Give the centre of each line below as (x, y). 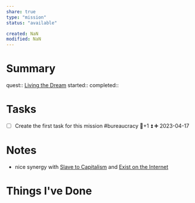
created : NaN (22, 33)
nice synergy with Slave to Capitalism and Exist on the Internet (92, 167)
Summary (31, 69)
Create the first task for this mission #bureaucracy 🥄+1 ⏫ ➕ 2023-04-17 (102, 126)
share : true (21, 12)
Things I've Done (49, 191)
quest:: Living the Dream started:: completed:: (63, 85)
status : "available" (32, 23)
